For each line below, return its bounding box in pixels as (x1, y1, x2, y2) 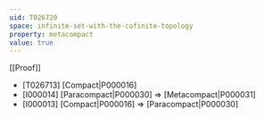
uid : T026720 (9, 13, 58, 22)
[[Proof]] (9, 63, 42, 73)
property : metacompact (9, 29, 94, 38)
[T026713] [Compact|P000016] (21, 80, 137, 90)
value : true (9, 38, 54, 47)
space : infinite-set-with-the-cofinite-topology (9, 21, 194, 30)
